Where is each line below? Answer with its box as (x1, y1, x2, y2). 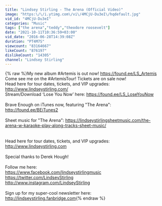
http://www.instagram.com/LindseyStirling (5, 180, 90, 186)
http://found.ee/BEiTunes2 (5, 107, 59, 113)
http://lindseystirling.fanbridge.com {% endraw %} (5, 195, 106, 201)
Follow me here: (5, 164, 38, 170)
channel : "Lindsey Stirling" (5, 57, 64, 62)
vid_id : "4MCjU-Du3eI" (5, 16, 51, 21)
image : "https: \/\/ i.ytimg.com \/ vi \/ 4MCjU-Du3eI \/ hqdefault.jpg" (5, 12, 141, 17)
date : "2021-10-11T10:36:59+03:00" (5, 30, 78, 35)
